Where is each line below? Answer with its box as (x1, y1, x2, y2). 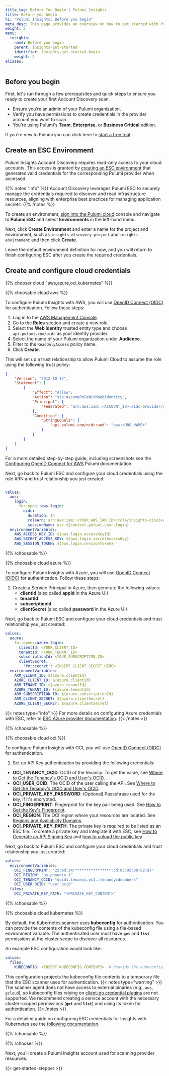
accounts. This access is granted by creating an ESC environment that (5, 164, 151, 171)
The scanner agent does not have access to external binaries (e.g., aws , (5, 984, 153, 991)
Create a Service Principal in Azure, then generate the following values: (12, 585, 160, 591)
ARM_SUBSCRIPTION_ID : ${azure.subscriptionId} (14, 692, 114, 697)
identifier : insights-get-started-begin (14, 49, 100, 54)
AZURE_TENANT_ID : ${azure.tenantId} (14, 687, 92, 692)
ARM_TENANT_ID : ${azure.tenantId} (14, 682, 87, 687)
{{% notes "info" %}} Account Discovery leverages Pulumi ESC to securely (5, 185, 160, 191)
